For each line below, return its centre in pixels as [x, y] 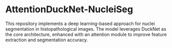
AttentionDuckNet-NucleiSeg [69, 9]
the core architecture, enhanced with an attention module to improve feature [86, 34]
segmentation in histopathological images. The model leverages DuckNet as [86, 29]
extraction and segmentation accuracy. [47, 40]
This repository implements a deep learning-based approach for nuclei [80, 23]
